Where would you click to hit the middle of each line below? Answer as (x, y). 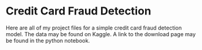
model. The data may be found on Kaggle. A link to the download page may (101, 34)
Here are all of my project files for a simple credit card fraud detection (94, 28)
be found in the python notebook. (48, 40)
